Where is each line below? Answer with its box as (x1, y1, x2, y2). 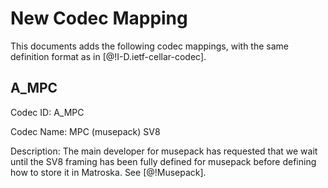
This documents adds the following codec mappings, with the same (10, 40, 289, 52)
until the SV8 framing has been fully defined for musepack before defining (10, 155, 317, 167)
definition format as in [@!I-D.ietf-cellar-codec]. (10, 50, 207, 62)
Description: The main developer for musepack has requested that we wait (10, 145, 318, 157)
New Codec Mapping (10, 7, 188, 30)
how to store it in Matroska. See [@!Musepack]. (10, 166, 207, 178)
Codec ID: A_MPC (10, 106, 85, 118)
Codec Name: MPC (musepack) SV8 (10, 125, 161, 137)
